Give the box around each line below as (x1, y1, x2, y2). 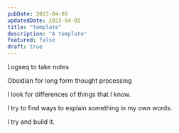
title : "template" (7, 23, 62, 30)
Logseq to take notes (7, 63, 70, 71)
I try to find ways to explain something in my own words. (7, 104, 173, 112)
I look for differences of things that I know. (7, 90, 131, 98)
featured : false (7, 37, 55, 44)
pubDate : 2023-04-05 (7, 10, 69, 18)
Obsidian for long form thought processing (7, 76, 133, 85)
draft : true (7, 43, 43, 50)
